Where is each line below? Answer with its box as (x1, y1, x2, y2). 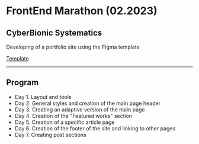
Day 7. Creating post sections (14, 131, 87, 138)
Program (6, 78, 39, 88)
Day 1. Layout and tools (14, 93, 72, 100)
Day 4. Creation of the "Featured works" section (14, 112, 133, 119)
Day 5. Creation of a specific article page (14, 119, 115, 126)
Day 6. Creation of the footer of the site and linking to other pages (14, 124, 176, 132)
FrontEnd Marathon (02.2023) (6, 4, 158, 18)
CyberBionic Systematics (6, 28, 102, 38)
